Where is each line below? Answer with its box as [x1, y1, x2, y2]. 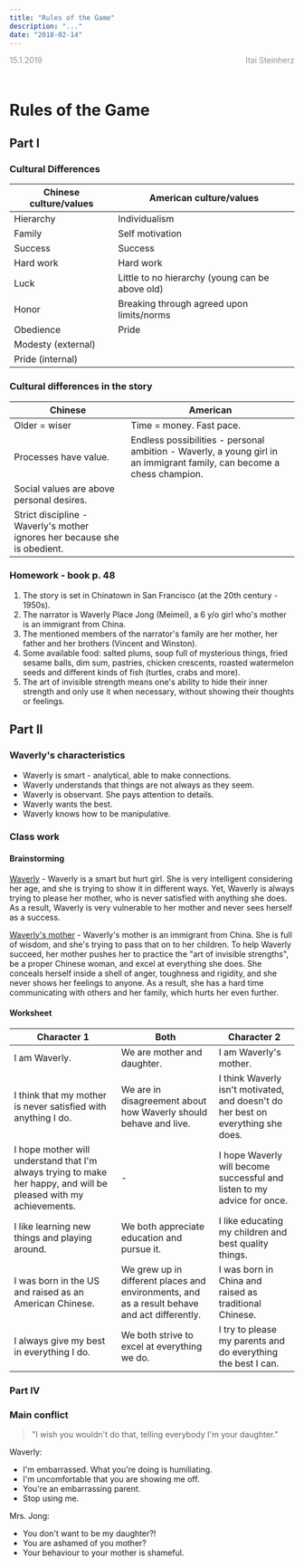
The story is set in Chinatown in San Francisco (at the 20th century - [22, 589, 279, 600]
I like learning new [14, 1219, 91, 1232]
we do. [120, 1351, 150, 1363]
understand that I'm [14, 1154, 98, 1167]
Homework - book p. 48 [9, 569, 116, 582]
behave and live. [120, 1117, 191, 1130]
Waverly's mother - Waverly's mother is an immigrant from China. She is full [9, 929, 292, 940]
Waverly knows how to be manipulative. [22, 807, 171, 819]
